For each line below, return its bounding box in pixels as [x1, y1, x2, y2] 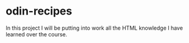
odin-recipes [5, 4, 72, 18]
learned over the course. [5, 30, 67, 38]
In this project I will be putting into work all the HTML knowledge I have [5, 24, 184, 31]
